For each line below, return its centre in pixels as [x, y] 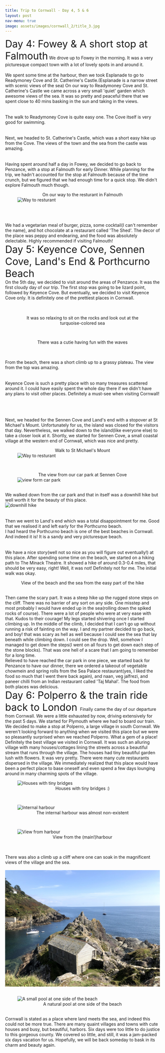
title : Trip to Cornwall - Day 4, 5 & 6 [47, 10]
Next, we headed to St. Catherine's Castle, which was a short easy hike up [81, 138]
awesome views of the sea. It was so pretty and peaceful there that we [77, 96]
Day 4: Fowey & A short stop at [77, 44]
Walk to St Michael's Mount [82, 451]
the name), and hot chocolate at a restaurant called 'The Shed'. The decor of [83, 230]
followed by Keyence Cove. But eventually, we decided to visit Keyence [77, 293]
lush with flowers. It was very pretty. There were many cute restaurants [77, 758]
